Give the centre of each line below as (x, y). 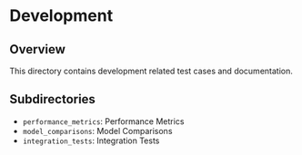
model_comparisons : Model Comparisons (97, 131)
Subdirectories (52, 99)
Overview (38, 49)
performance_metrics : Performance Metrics (103, 121)
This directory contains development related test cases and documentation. (151, 71)
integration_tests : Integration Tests (91, 140)
